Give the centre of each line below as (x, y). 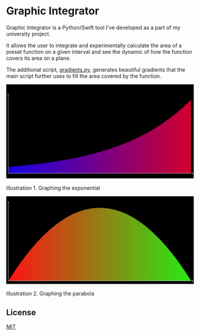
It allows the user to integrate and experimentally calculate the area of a (94, 45)
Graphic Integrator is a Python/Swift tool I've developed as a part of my (93, 27)
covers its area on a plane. (39, 58)
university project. (28, 33)
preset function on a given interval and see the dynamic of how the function (99, 51)
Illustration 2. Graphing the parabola (50, 294)
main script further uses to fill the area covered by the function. (84, 76)
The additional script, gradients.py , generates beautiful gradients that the (96, 69)
